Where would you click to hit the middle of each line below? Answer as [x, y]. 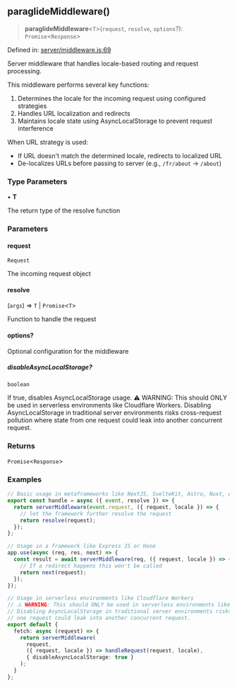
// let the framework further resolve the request [96, 514]
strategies [32, 106]
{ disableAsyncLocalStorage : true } [80, 657]
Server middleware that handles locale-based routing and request [103, 64]
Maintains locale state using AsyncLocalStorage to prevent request [115, 121]
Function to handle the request [52, 319]
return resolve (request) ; [58, 520]
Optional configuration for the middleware [68, 351]
